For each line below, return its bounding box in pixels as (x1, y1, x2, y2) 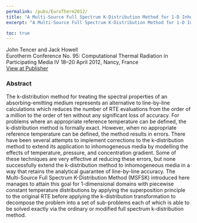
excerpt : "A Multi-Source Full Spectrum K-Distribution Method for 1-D (6, 19, 185, 25)
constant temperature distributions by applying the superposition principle (6, 186, 186, 194)
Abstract (6, 80, 32, 88)
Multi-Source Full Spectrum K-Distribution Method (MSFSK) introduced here (6, 174, 190, 181)
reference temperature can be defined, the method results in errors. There (6, 130, 186, 137)
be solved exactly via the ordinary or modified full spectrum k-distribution (6, 205, 184, 212)
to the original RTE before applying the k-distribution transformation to (6, 192, 176, 200)
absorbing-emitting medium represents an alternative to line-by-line (6, 99, 170, 106)
